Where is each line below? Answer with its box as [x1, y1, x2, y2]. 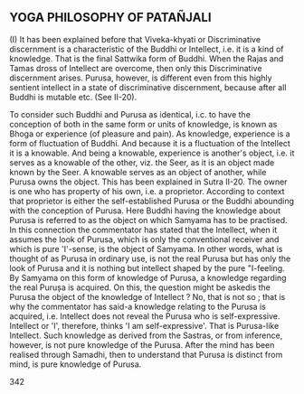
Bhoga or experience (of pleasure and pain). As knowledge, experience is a [9, 128, 291, 139]
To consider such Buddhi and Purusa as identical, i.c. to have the [9, 108, 252, 119]
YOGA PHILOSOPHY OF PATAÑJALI [9, 10, 212, 25]
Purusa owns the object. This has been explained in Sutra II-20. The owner [9, 176, 288, 187]
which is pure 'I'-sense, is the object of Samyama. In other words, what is [9, 243, 283, 254]
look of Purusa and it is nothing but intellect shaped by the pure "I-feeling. [9, 262, 285, 273]
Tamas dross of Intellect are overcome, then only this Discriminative [9, 62, 262, 73]
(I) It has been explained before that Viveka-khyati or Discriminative [9, 33, 261, 44]
